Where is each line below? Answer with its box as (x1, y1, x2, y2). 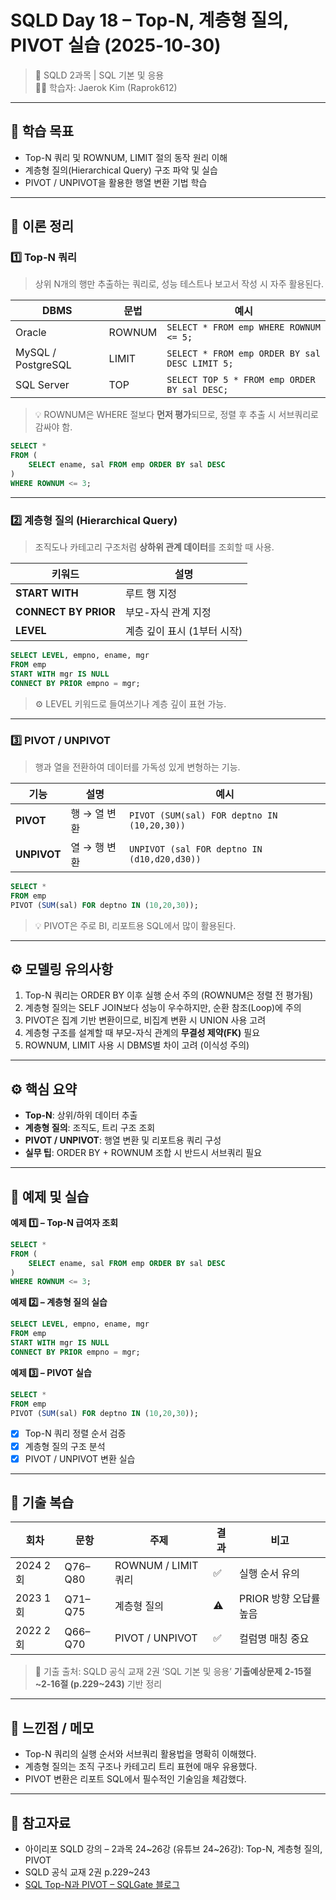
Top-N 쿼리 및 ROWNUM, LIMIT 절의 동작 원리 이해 (24, 151, 228, 163)
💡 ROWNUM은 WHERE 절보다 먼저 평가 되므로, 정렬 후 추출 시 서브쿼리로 (34, 409, 319, 421)
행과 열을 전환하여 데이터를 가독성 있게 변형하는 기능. (34, 761, 241, 773)
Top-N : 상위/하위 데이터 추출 (24, 1109, 138, 1121)
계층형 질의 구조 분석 (24, 1440, 106, 1452)
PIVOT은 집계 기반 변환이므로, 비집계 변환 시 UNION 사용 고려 (24, 1014, 267, 1026)
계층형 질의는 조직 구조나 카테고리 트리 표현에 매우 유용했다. (24, 1761, 258, 1773)
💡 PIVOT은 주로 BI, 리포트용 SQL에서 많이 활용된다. (34, 919, 237, 931)
